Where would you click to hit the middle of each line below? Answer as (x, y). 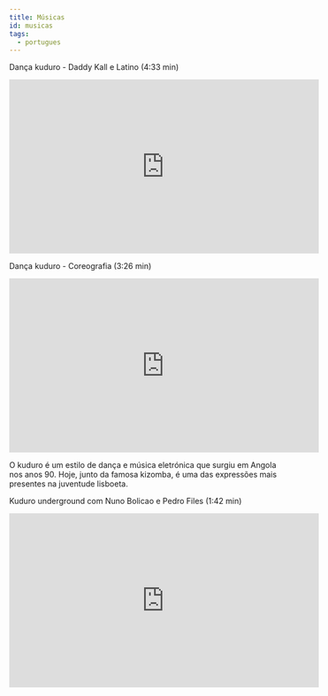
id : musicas (31, 26)
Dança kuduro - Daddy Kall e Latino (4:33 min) (94, 67)
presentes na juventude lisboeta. (69, 484)
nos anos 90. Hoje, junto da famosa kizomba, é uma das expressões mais (143, 475)
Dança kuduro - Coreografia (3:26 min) (80, 266)
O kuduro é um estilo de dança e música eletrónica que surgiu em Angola (143, 465)
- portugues (39, 42)
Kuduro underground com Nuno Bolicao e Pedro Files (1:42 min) (126, 501)
